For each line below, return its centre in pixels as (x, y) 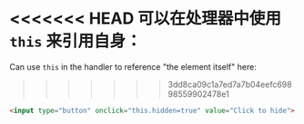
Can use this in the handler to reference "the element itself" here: (133, 67)
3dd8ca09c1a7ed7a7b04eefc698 (230, 84)
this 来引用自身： (76, 41)
